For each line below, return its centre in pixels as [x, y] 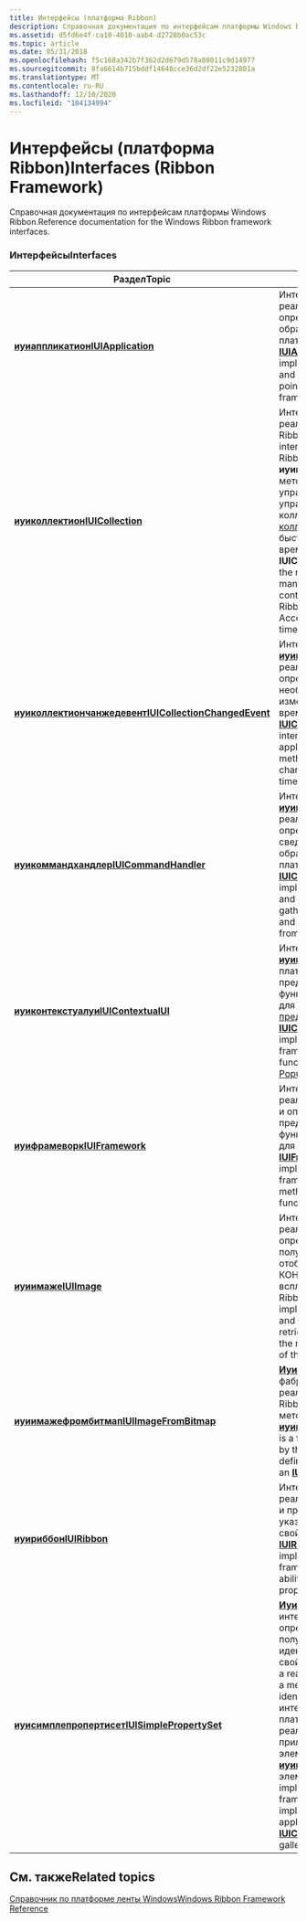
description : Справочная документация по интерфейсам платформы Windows [151, 27]
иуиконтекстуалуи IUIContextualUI [92, 1011]
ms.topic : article [44, 43]
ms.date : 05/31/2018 [49, 52]
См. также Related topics [82, 1877]
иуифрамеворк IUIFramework [80, 1145]
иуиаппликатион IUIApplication [84, 345]
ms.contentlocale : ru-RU [57, 86]
